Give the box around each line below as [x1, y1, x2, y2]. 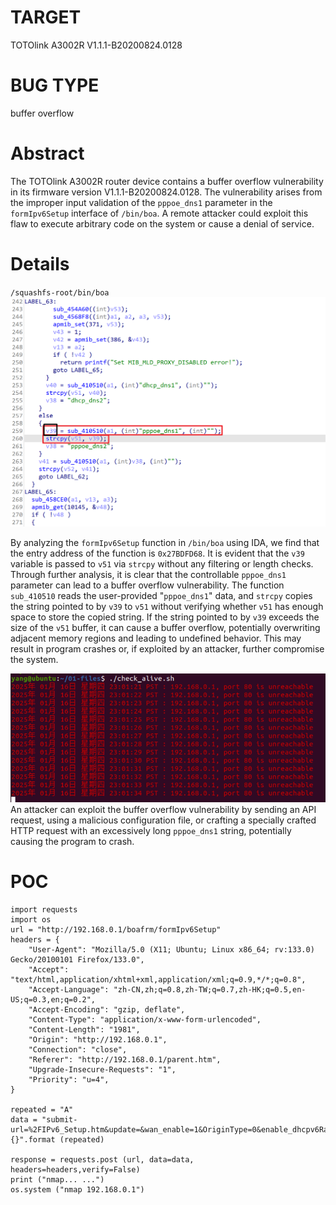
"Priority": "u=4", [28, 1074, 110, 1085]
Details [10, 253, 70, 275]
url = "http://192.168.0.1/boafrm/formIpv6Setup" [10, 924, 222, 935]
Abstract [10, 142, 85, 165]
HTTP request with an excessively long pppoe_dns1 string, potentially [10, 824, 292, 836]
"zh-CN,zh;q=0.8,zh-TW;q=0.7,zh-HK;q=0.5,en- [113, 984, 307, 995]
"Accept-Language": [28, 984, 110, 995]
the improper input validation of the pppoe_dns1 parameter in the [10, 196, 273, 208]
